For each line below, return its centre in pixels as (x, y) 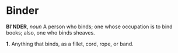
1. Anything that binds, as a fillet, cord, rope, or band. (70, 44)
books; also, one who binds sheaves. (50, 32)
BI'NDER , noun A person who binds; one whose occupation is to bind (90, 26)
